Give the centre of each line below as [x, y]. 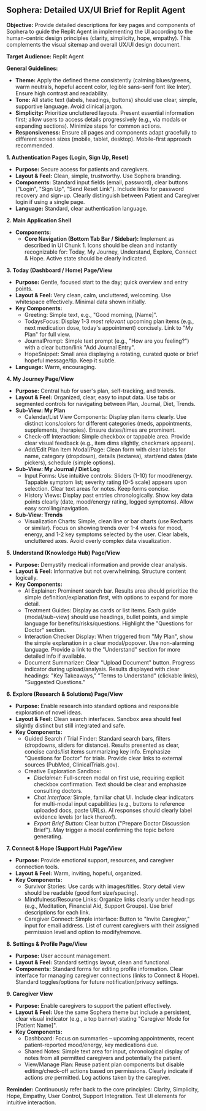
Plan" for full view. [47, 334]
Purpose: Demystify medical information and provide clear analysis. [101, 564]
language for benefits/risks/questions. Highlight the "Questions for [109, 623]
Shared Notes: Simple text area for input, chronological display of [107, 1051]
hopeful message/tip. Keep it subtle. [70, 360]
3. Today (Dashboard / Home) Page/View [59, 270]
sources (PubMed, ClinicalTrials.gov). [72, 765]
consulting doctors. [58, 790]
